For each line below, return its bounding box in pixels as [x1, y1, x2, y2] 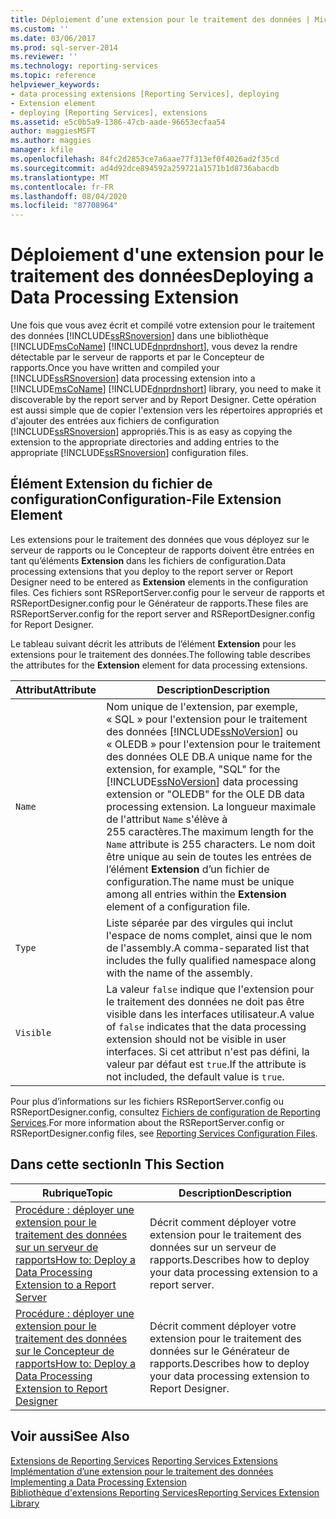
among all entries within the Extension [106, 887, 287, 901]
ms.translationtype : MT [10, 172, 110, 183]
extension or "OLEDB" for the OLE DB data [106, 787, 305, 801]
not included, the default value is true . [106, 1069, 285, 1083]
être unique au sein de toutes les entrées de [106, 849, 312, 863]
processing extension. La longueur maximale [106, 799, 317, 813]
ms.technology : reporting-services [10, 61, 159, 71]
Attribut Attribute [15, 682, 97, 696]
